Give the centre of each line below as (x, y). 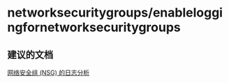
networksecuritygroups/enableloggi (115, 13)
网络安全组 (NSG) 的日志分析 (49, 73)
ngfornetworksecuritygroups (94, 27)
